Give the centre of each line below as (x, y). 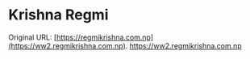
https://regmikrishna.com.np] (105, 37)
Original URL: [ (33, 37)
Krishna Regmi (58, 15)
